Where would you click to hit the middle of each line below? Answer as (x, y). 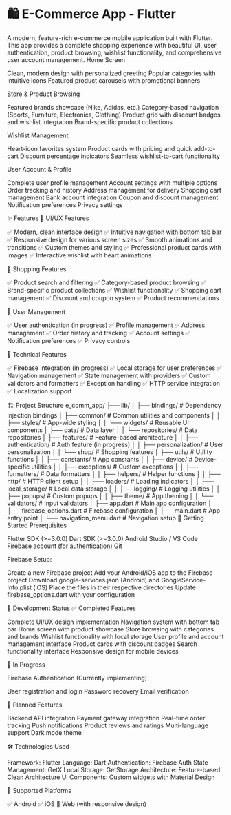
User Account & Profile (40, 169)
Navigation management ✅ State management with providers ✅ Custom (109, 375)
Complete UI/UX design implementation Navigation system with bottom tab (113, 622)
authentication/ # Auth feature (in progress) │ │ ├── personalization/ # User (115, 444)
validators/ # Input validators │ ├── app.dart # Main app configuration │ (110, 503)
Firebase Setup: (30, 559)
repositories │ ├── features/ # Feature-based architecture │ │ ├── (102, 437)
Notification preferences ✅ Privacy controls (69, 340)
